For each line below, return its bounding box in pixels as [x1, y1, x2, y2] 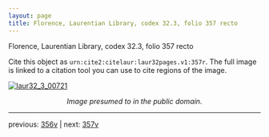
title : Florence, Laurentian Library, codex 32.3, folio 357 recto [8, 19, 239, 27]
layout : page [8, 11, 52, 20]
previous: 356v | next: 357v [8, 119, 99, 129]
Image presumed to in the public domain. [66, 96, 203, 106]
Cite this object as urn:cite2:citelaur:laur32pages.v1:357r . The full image [8, 57, 257, 66]
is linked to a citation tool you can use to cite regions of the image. [8, 65, 227, 75]
